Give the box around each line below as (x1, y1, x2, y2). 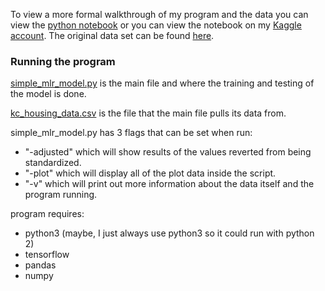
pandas (24, 259, 57, 271)
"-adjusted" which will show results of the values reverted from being (24, 146, 312, 158)
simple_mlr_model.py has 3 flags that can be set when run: (10, 127, 253, 139)
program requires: (10, 208, 85, 220)
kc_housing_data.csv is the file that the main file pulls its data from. (10, 107, 287, 119)
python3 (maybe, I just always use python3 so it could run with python (24, 227, 315, 239)
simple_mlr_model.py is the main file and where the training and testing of (10, 77, 315, 89)
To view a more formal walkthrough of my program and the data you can (10, 9, 309, 20)
